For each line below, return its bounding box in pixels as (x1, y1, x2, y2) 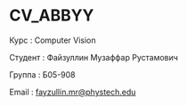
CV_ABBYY (9, 5, 94, 26)
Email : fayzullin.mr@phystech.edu (9, 86, 136, 97)
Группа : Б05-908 (9, 69, 76, 80)
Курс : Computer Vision (9, 35, 96, 45)
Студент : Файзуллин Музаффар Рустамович (9, 52, 178, 62)
